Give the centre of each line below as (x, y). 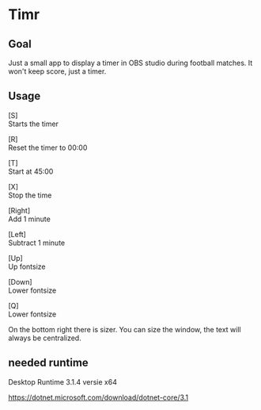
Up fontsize (27, 266)
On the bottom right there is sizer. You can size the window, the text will (125, 329)
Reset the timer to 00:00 (48, 148)
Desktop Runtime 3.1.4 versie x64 (62, 381)
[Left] (17, 234)
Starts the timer (34, 124)
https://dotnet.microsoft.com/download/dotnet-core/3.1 (98, 397)
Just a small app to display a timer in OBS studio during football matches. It (130, 63)
